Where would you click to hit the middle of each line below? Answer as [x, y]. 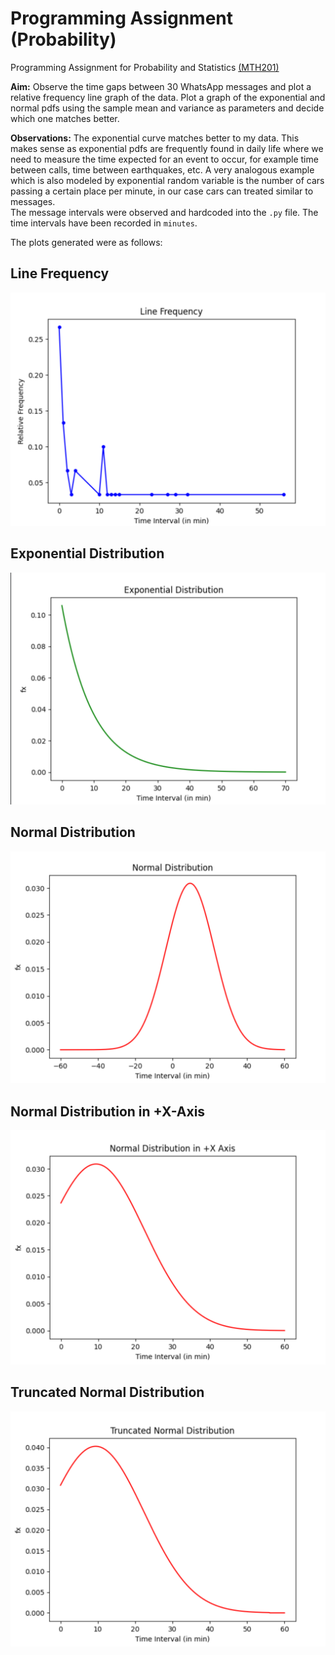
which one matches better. [65, 118]
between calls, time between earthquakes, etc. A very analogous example [162, 169]
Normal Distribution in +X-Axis [108, 1111]
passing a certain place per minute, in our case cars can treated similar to [162, 191]
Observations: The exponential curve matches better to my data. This [155, 138]
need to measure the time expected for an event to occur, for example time [164, 159]
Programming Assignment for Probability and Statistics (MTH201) [145, 67]
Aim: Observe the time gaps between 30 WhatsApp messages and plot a [161, 86]
